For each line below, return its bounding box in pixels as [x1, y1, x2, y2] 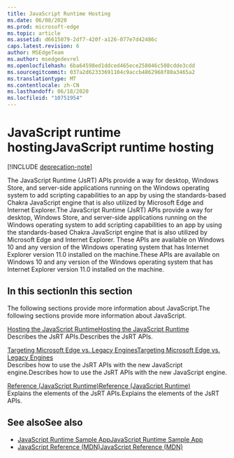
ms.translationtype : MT [7, 75, 77, 82]
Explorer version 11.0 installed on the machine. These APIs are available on [7, 250, 220, 258]
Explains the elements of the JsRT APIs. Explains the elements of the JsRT [7, 389, 220, 397]
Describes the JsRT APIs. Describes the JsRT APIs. [7, 332, 154, 341]
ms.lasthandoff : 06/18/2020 [7, 88, 89, 95]
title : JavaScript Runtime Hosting [7, 10, 111, 17]
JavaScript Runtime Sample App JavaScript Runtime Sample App [17, 435, 203, 443]
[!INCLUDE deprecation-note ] [7, 162, 93, 171]
